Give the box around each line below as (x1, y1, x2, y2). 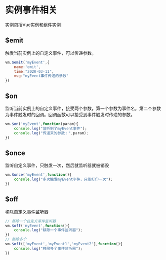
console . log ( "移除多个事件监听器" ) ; (14, 246, 83, 251)
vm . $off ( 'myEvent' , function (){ (5, 223, 70, 228)
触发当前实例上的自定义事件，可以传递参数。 (5, 50, 96, 56)
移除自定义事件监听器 (5, 209, 48, 215)
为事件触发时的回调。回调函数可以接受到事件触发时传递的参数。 (5, 111, 135, 117)
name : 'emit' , (14, 65, 41, 69)
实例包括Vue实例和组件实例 (5, 22, 61, 28)
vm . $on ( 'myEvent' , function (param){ (5, 121, 79, 126)
